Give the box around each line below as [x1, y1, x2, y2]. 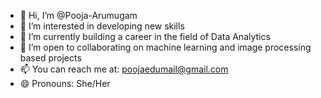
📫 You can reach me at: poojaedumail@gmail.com [19, 63, 229, 75]
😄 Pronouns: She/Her [19, 78, 111, 89]
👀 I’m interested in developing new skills [19, 20, 185, 32]
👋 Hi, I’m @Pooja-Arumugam [19, 10, 138, 21]
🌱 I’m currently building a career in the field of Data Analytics [19, 31, 271, 42]
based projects [19, 52, 82, 64]
